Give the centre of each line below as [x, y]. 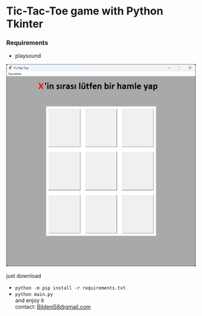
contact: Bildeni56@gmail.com [53, 306]
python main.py [34, 294]
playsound [28, 56]
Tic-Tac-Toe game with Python [85, 11]
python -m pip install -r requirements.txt [70, 288]
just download [24, 276]
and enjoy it [29, 300]
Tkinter [25, 24]
